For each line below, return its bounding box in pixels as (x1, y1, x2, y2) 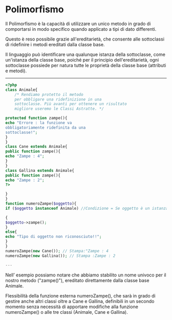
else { (5, 229, 17, 234)
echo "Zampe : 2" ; (5, 177, 45, 183)
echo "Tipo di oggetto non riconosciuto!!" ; (5, 234, 102, 239)
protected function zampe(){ (5, 115, 68, 121)
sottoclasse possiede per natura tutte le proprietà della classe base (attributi (5, 62, 166, 68)
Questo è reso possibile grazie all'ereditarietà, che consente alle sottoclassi (5, 36, 165, 42)
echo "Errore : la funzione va (5, 121, 72, 126)
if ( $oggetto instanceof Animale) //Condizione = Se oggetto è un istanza (5, 206, 168, 211)
